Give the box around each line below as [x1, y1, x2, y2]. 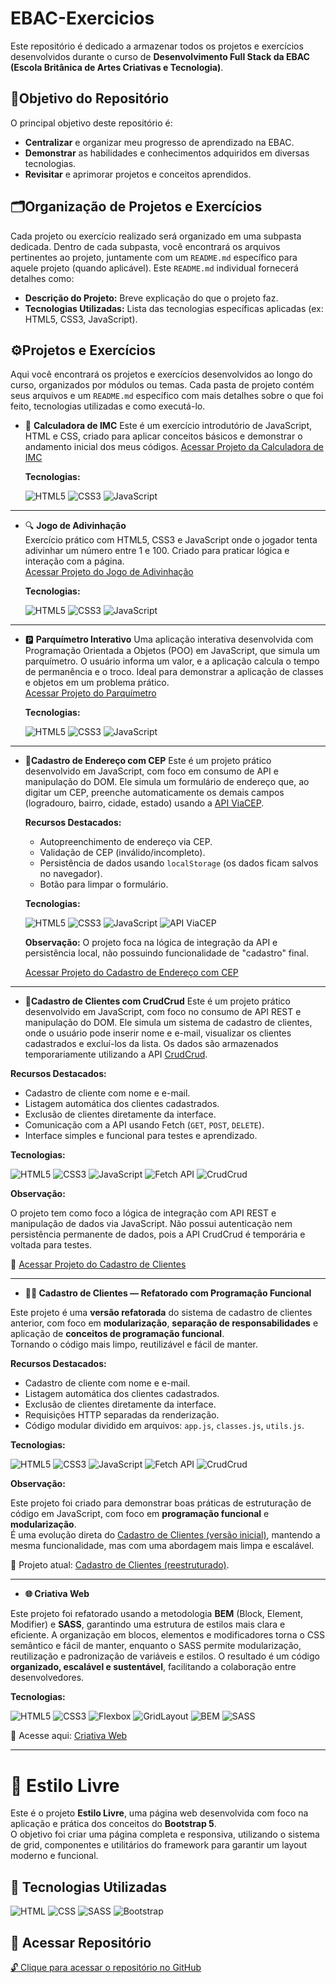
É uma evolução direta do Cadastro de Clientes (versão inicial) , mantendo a [10, 1529, 321, 1541]
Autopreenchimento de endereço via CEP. [39, 836, 213, 848]
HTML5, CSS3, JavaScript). [24, 313, 138, 325]
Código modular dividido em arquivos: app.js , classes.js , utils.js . [24, 1420, 305, 1432]
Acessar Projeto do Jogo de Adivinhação [24, 566, 194, 578]
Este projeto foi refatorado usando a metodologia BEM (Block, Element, [10, 1608, 304, 1620]
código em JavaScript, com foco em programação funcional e [10, 1508, 270, 1520]
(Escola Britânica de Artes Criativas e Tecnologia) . [10, 61, 224, 73]
